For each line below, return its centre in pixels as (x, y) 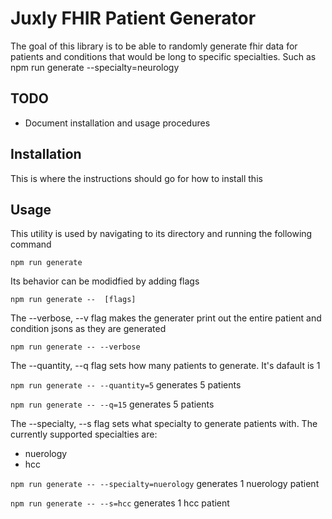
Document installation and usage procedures (117, 123)
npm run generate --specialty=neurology (95, 67)
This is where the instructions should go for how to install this (136, 178)
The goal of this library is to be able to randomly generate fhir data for (154, 46)
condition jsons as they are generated (88, 329)
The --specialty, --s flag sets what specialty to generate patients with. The (164, 424)
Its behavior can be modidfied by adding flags (105, 281)
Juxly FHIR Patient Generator (133, 18)
